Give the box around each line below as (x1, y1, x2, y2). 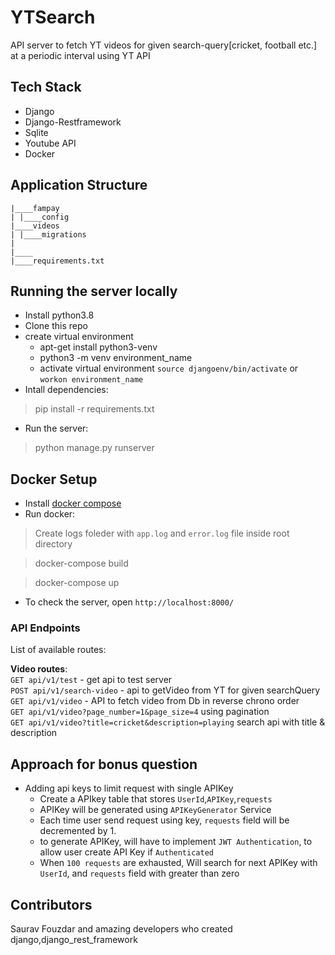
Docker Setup (10, 471, 98, 488)
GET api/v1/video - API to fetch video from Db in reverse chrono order (10, 695, 300, 707)
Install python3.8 (24, 309, 95, 321)
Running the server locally (10, 282, 178, 300)
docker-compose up (34, 577, 120, 589)
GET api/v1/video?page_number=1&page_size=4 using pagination (10, 706, 270, 718)
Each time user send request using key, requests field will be (39, 814, 290, 826)
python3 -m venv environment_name (39, 352, 193, 364)
